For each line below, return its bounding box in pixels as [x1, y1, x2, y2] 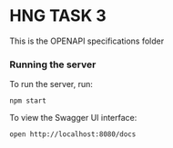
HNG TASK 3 [9, 5, 107, 26]
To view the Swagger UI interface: [9, 113, 137, 123]
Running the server [9, 58, 97, 71]
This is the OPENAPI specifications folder [9, 35, 165, 46]
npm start [9, 96, 47, 105]
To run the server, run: [9, 79, 94, 90]
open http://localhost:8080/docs [9, 130, 137, 139]
